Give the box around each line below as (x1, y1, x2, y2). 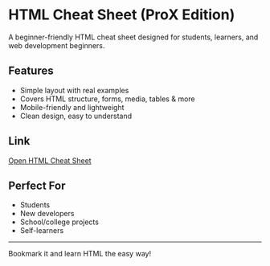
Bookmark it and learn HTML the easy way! (8, 249, 151, 259)
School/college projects (19, 217, 99, 227)
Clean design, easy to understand (19, 111, 133, 121)
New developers (19, 209, 75, 219)
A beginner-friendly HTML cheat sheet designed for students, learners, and (8, 32, 259, 42)
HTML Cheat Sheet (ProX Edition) (8, 6, 235, 24)
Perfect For (8, 178, 66, 192)
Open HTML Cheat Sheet (8, 155, 92, 166)
